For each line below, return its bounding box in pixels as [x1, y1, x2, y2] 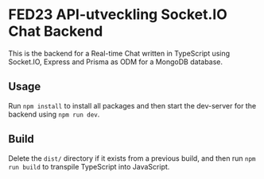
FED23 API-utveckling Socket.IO [8, 6, 228, 24]
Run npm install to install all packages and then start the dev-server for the [8, 101, 257, 110]
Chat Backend [8, 22, 103, 40]
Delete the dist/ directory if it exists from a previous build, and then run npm [8, 153, 256, 163]
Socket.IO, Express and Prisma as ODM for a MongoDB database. [8, 57, 223, 67]
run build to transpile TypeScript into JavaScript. [8, 162, 170, 171]
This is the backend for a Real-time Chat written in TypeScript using [8, 48, 231, 58]
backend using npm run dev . [8, 109, 100, 119]
